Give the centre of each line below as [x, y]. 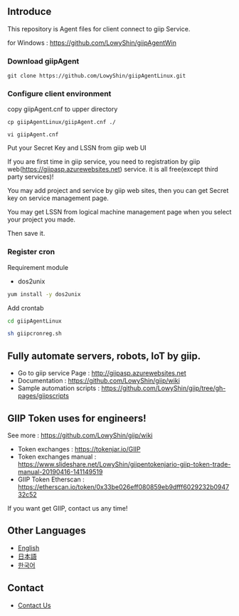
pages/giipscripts [43, 396]
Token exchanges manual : [57, 456]
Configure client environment [59, 94]
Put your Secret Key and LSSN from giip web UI [77, 148]
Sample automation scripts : [59, 388]
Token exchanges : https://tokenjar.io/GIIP [79, 449]
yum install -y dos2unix [44, 294]
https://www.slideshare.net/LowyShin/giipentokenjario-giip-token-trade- [124, 464]
